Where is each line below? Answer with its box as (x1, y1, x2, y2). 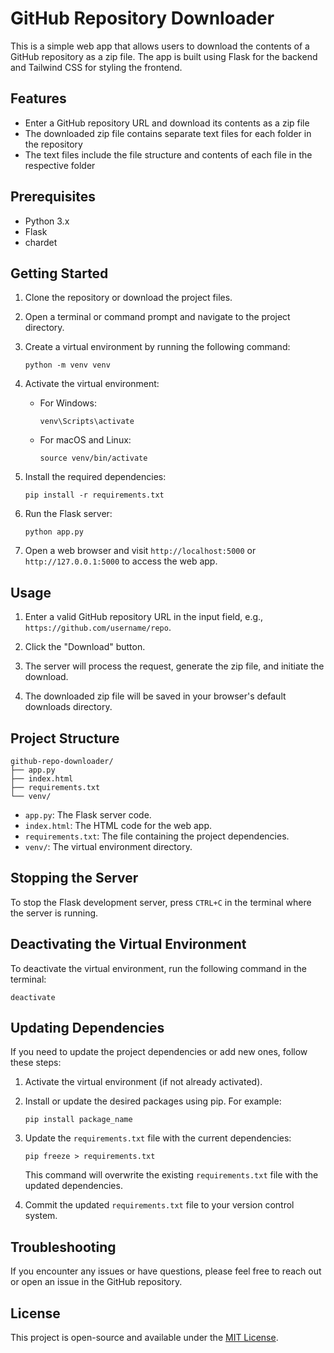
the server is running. (10, 907, 99, 919)
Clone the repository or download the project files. (24, 292, 233, 304)
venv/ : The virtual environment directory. (24, 841, 193, 852)
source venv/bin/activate (39, 453, 148, 464)
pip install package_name (24, 1115, 133, 1125)
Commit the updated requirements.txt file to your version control (24, 1199, 295, 1211)
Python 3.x (24, 215, 70, 227)
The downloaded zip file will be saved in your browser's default (24, 690, 287, 702)
